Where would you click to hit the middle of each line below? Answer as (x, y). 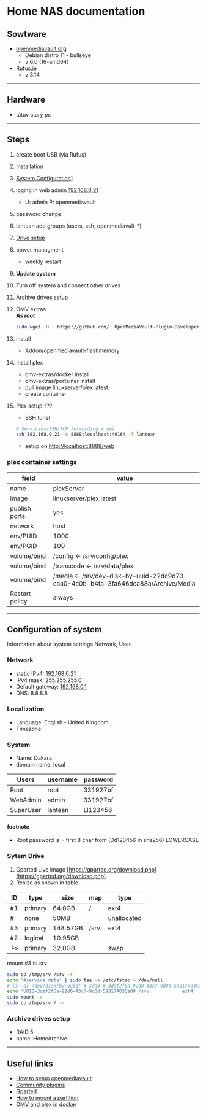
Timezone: (29, 729)
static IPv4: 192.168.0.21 (46, 673)
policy (19, 601)
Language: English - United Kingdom (62, 722)
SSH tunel (38, 417)
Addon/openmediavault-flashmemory (72, 350)
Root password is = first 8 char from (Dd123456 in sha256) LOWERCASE (107, 840)
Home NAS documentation (76, 11)
